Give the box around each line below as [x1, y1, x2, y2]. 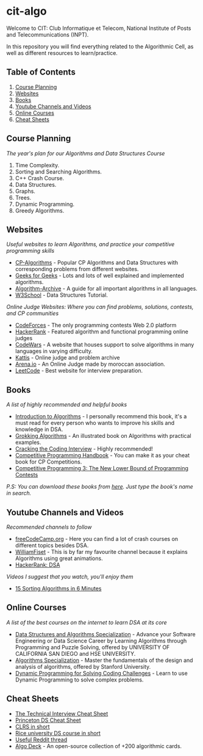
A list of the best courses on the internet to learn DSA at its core [6, 619, 168, 626]
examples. [15, 438, 41, 446]
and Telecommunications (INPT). [6, 31, 89, 38]
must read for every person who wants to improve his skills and [15, 420, 175, 427]
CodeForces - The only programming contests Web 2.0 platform [15, 322, 177, 329]
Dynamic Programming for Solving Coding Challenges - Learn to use [15, 669, 188, 677]
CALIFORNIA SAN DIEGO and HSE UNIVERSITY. [15, 650, 136, 657]
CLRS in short [15, 722, 50, 730]
